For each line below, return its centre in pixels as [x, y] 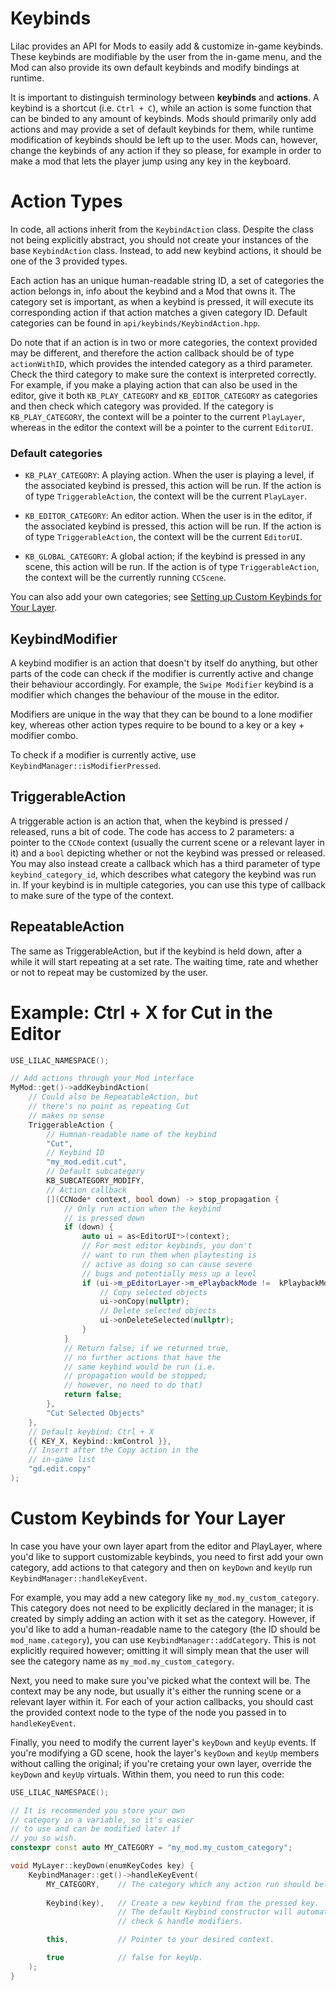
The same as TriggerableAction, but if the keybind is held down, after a [156, 951]
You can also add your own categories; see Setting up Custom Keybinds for [166, 597]
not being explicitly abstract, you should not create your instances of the [159, 239]
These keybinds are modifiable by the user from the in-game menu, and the [166, 56]
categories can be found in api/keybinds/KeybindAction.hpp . [135, 323]
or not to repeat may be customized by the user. [109, 972]
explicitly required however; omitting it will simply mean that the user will [160, 1650]
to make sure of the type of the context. [92, 895]
